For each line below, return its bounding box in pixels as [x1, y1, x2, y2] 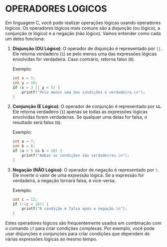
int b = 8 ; [12, 144, 36, 149]
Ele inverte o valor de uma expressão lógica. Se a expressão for [12, 172, 144, 178]
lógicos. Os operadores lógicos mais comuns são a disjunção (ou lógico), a [5, 25, 160, 31]
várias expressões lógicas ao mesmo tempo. [5, 236, 98, 242]
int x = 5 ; [12, 75, 36, 80]
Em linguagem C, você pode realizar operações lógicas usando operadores [5, 20, 161, 26]
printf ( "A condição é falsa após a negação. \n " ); [22, 206, 127, 211]
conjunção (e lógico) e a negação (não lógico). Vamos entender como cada [5, 30, 161, 36]
